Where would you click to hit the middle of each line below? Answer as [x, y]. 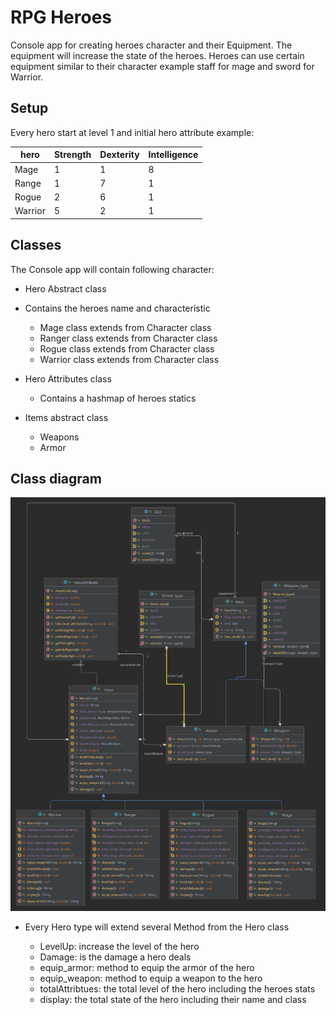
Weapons [59, 437]
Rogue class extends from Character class [127, 348]
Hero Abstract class [65, 288]
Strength [72, 155]
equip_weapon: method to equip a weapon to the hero [151, 978]
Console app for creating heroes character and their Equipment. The [151, 45]
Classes [36, 245]
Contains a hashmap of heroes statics [118, 398]
